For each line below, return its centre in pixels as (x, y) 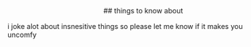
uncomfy (22, 34)
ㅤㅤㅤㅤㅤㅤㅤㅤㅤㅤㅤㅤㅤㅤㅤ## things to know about (95, 11)
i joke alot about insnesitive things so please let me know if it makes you (125, 26)
